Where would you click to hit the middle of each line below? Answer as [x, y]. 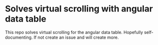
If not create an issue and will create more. [76, 37]
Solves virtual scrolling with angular [79, 9]
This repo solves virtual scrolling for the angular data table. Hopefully [74, 32]
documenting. [19, 37]
